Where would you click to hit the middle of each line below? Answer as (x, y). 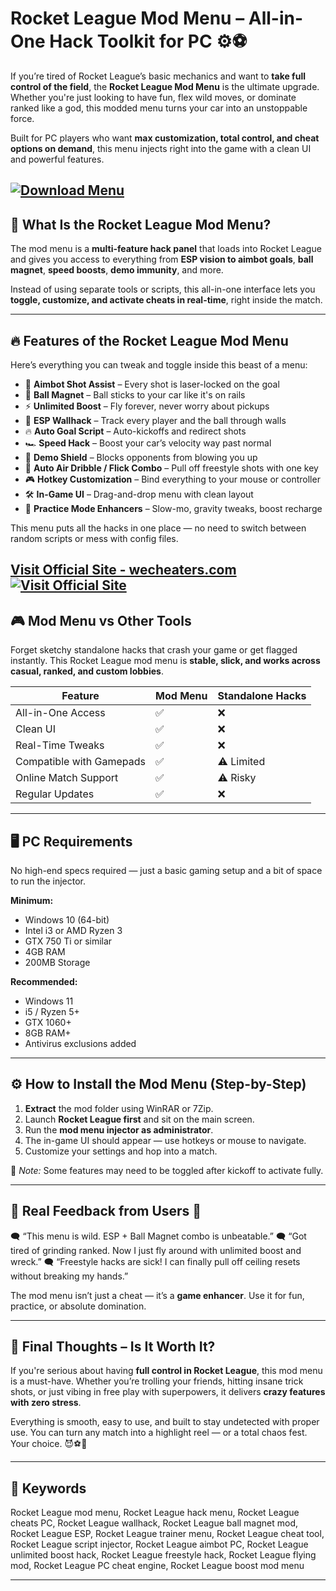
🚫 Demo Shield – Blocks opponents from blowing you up (141, 457)
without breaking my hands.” (69, 1276)
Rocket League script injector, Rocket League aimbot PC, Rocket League (159, 1544)
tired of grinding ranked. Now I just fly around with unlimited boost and (156, 1250)
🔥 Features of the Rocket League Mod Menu (149, 340)
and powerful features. (57, 159)
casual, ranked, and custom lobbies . (87, 671)
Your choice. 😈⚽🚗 (49, 1444)
